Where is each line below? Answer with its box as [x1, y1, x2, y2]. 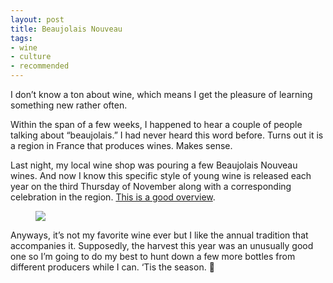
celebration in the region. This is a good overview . [10, 191, 216, 203]
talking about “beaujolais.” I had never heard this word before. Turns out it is [10, 129, 324, 141]
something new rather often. [10, 99, 128, 111]
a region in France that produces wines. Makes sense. [10, 140, 233, 151]
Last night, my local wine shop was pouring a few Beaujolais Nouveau [10, 159, 298, 171]
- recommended [10, 61, 70, 71]
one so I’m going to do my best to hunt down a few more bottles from [10, 251, 296, 262]
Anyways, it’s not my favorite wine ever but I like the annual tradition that [10, 229, 309, 241]
